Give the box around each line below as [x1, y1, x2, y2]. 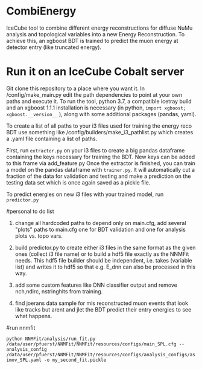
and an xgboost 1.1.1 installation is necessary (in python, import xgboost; [6, 104, 186, 111]
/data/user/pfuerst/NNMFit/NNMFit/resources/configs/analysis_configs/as [6, 351, 196, 358]
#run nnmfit [6, 324, 36, 331]
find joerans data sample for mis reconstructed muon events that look [14, 299, 189, 307]
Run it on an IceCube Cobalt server [6, 65, 185, 79]
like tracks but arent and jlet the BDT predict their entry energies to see [14, 305, 192, 313]
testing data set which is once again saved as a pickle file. [6, 178, 151, 186]
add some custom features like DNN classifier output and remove [14, 281, 178, 289]
